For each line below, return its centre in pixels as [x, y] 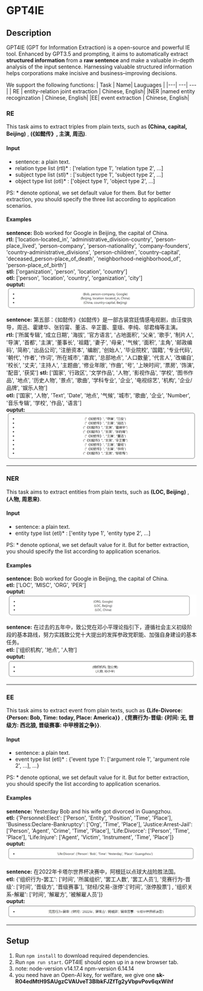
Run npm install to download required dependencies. [82, 955]
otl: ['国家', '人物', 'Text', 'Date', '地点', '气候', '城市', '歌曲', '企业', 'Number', [98, 396]
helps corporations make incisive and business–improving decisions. [92, 73]
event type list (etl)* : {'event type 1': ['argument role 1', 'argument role [102, 759]
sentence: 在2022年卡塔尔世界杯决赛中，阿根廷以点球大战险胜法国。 [93, 872]
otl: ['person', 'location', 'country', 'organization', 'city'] [75, 278]
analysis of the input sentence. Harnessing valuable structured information [99, 67]
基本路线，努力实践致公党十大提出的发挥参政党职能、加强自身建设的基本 [107, 635]
